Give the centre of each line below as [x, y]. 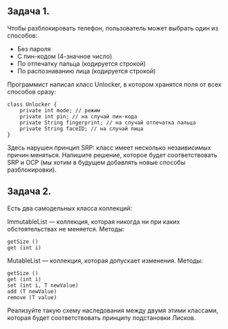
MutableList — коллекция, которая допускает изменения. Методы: [105, 260]
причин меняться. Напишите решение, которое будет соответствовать [112, 154]
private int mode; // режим [60, 110]
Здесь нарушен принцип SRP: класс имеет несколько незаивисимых [109, 148]
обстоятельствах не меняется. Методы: [66, 229]
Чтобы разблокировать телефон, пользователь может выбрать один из [113, 28]
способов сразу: [32, 91]
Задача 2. [29, 192]
